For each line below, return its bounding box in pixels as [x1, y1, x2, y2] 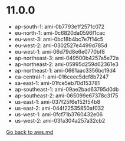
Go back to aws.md [6, 128, 54, 136]
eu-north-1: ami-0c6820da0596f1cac [14, 29, 106, 36]
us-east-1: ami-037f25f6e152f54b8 [14, 98, 101, 105]
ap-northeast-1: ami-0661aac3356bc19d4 [14, 67, 116, 74]
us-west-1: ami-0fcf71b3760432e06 [14, 110, 103, 118]
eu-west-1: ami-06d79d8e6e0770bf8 [14, 48, 105, 55]
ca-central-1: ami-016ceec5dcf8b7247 [14, 73, 109, 80]
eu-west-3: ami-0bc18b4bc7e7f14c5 [14, 35, 104, 42]
